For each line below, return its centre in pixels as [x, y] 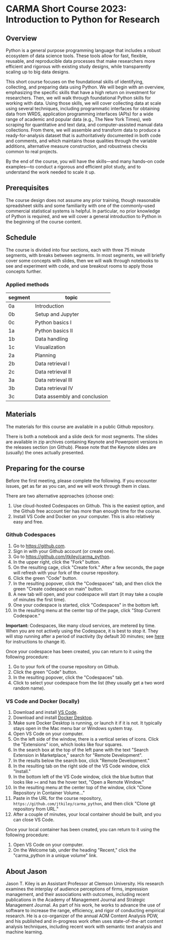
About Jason [26, 871]
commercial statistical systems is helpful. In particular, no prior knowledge [83, 211]
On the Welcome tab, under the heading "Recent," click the [75, 850]
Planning [46, 355]
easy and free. [28, 522]
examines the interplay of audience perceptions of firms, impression [77, 889]
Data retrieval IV [54, 388]
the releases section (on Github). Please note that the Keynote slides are [81, 447]
